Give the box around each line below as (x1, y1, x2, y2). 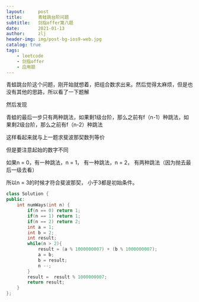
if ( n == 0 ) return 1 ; (27, 207, 81, 213)
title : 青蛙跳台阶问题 (6, 14, 69, 20)
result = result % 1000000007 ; (27, 274, 108, 280)
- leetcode (17, 53, 44, 59)
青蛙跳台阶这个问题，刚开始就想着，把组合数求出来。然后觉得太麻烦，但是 (6, 81, 188, 88)
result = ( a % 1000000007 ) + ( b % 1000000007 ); (37, 246, 158, 253)
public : (6, 197, 25, 203)
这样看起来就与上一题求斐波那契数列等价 (6, 134, 105, 141)
